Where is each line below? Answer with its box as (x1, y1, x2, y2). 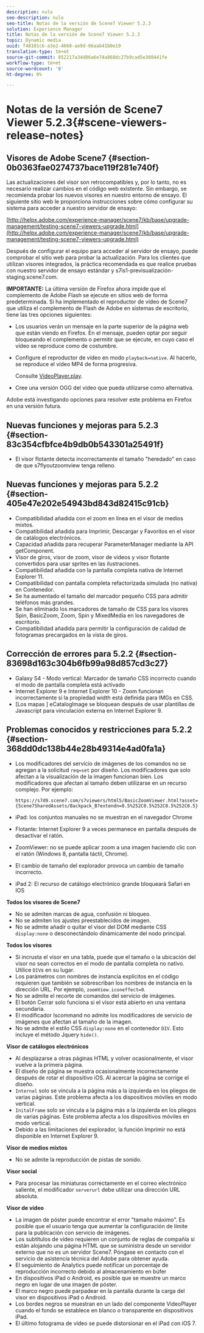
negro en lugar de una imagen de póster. (15, 1281, 118, 1288)
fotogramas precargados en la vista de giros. (15, 631, 128, 638)
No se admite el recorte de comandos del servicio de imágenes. (15, 992, 176, 999)
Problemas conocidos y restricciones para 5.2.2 (6, 724, 192, 735)
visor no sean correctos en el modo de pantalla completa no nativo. (15, 960, 185, 967)
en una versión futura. (6, 403, 62, 410)
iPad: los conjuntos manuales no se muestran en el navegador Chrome (15, 813, 193, 821)
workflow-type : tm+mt (6, 60, 62, 66)
